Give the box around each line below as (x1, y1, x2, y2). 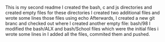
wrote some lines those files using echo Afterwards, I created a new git (5, 15, 155, 21)
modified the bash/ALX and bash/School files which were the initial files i (5, 26, 159, 32)
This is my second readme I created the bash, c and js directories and (5, 5, 152, 10)
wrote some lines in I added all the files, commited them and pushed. (5, 31, 150, 37)
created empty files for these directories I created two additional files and (5, 10, 160, 16)
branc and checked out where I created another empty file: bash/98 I (5, 20, 151, 26)
